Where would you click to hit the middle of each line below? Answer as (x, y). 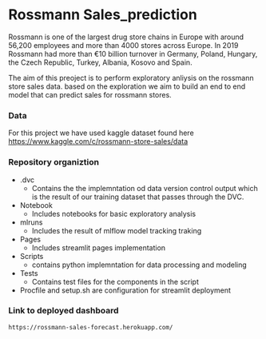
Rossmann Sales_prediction (103, 15)
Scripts (32, 256)
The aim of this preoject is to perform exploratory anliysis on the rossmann (131, 78)
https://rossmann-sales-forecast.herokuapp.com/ (91, 327)
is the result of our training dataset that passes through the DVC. (138, 197)
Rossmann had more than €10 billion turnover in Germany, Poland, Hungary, (133, 54)
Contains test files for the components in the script (115, 281)
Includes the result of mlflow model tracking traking (117, 230)
